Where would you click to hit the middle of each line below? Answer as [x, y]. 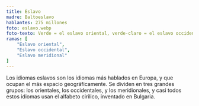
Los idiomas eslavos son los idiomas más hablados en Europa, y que [90, 78]
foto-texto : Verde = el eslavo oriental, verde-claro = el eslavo [90, 34]
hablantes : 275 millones [37, 22]
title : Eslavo [24, 11]
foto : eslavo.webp [29, 28]
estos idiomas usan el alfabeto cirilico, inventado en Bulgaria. [81, 96]
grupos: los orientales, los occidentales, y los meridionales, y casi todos [94, 90]
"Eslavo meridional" [42, 55]
